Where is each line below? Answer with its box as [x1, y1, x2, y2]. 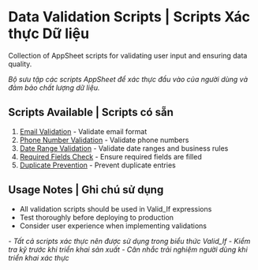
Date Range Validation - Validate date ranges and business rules [19, 143, 229, 153]
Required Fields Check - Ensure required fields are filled [19, 152, 203, 161]
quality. [8, 59, 32, 69]
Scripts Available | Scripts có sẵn [8, 106, 174, 119]
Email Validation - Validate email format [19, 126, 148, 136]
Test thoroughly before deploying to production [19, 212, 174, 222]
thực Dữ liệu [8, 24, 89, 43]
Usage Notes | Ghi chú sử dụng [8, 183, 164, 197]
